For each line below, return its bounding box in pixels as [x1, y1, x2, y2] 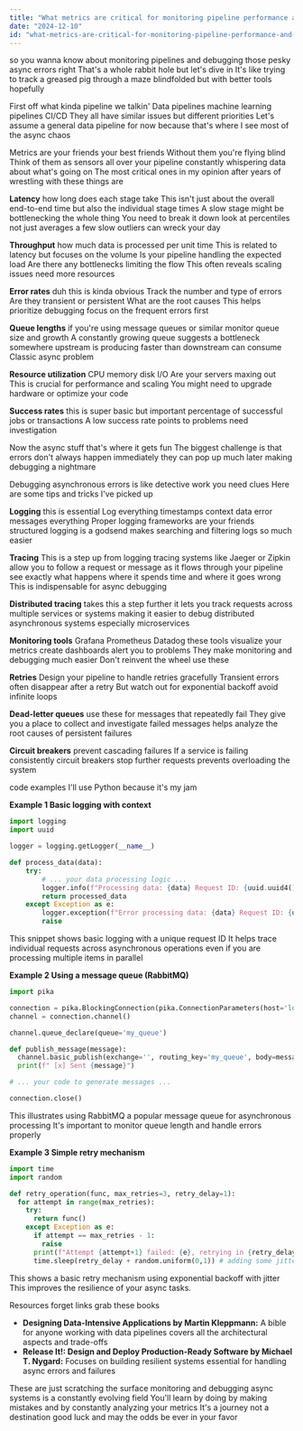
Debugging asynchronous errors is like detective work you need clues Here [9, 479, 290, 490]
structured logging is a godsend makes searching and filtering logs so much [9, 525, 292, 536]
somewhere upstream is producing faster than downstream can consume [9, 342, 282, 353]
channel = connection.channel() [9, 1012, 131, 1021]
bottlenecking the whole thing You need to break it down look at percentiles [9, 213, 290, 224]
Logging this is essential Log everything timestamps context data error [9, 506, 273, 517]
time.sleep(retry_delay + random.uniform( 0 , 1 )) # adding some [32, 1256, 272, 1265]
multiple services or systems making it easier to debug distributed [9, 609, 255, 619]
